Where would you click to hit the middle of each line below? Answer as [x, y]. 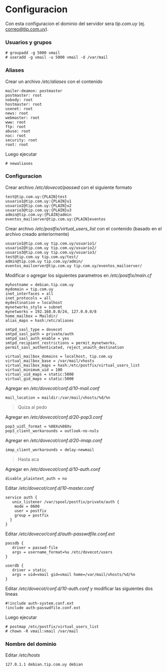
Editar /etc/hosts [23, 655]
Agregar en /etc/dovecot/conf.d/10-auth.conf [53, 469]
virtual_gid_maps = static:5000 [39, 379]
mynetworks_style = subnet [34, 307]
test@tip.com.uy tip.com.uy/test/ [42, 257]
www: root [16, 122]
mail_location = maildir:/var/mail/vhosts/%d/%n [58, 398]
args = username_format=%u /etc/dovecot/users [62, 552]
